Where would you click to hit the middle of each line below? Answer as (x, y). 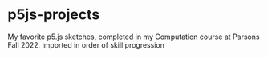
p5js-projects (54, 15)
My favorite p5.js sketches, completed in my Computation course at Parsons (134, 37)
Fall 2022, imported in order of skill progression (86, 44)
